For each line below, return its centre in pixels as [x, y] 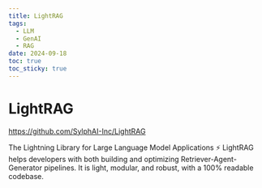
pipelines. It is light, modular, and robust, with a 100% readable [149, 168]
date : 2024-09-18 [38, 53]
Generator [26, 168]
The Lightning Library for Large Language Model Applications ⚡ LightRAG [131, 147]
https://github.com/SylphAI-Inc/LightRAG [77, 131]
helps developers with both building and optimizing [94, 159]
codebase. [26, 176]
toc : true [25, 62]
